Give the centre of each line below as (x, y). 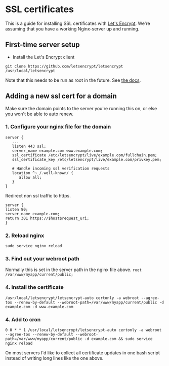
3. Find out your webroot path (42, 259)
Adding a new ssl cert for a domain (61, 96)
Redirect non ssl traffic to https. (38, 195)
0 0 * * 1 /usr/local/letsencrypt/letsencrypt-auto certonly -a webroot (83, 330)
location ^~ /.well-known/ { (43, 173)
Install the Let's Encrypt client (44, 57)
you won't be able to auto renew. (39, 114)
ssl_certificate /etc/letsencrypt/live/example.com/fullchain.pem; (85, 155)
